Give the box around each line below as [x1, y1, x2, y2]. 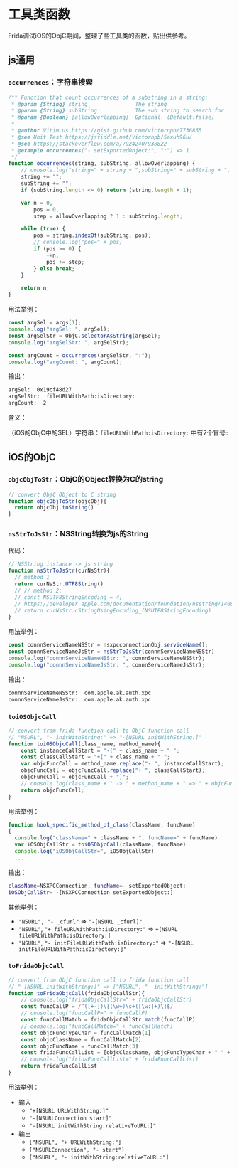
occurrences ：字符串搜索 [8, 78, 93, 87]
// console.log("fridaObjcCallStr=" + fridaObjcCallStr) [21, 997, 193, 1004]
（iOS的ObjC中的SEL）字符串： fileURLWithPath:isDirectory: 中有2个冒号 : [8, 428, 229, 437]
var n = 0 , [21, 199, 53, 206]
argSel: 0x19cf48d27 [8, 386, 72, 393]
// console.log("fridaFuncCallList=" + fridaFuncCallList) [21, 1056, 199, 1063]
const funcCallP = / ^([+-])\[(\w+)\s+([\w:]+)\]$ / [21, 1003, 174, 1010]
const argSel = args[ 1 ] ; [8, 319, 82, 326]
